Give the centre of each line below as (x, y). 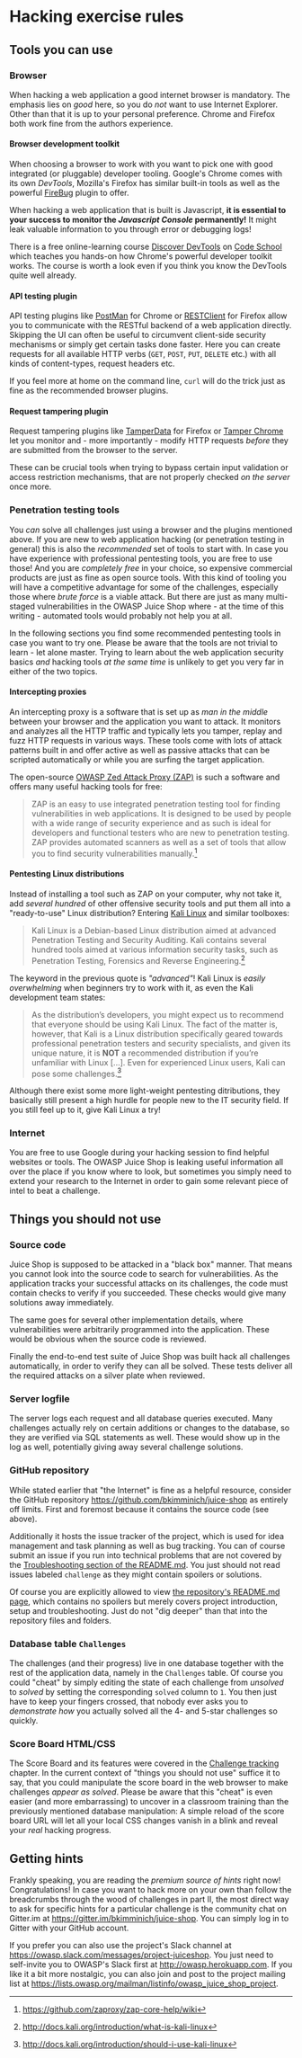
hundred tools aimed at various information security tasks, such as (155, 949)
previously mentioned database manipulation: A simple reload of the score (147, 1811)
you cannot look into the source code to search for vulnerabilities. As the (144, 1274)
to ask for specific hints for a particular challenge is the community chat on (148, 1909)
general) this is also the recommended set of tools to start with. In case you (149, 548)
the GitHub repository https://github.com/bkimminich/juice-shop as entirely (149, 1500)
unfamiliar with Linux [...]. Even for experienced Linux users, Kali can (158, 1062)
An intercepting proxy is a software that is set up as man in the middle (138, 711)
